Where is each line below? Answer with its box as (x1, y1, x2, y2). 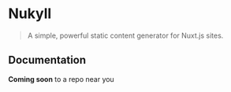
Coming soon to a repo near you (8, 74, 114, 83)
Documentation (8, 53, 87, 67)
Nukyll (8, 5, 52, 23)
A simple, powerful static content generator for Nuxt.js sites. (27, 31, 224, 40)
